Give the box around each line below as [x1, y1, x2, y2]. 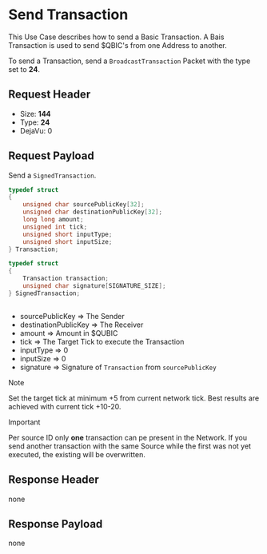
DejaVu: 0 [19, 126, 53, 135]
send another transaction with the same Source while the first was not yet [8, 441, 252, 451]
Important [8, 417, 41, 427]
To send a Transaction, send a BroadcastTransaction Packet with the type [8, 56, 251, 66]
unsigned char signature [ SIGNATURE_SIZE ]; [22, 282, 166, 290]
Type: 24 [19, 118, 50, 127]
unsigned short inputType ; [22, 230, 113, 238]
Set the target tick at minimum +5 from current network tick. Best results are [8, 393, 260, 403]
